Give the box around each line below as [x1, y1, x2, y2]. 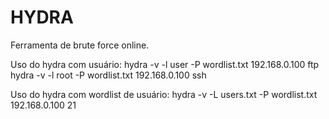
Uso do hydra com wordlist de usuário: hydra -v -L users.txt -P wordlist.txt [10, 88, 318, 100]
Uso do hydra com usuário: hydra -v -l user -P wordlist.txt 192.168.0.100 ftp [10, 58, 320, 70]
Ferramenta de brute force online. [10, 39, 150, 51]
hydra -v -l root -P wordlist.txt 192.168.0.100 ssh [10, 69, 207, 81]
